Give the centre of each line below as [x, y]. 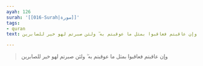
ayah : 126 [19, 12]
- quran [16, 28]
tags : [13, 23]
